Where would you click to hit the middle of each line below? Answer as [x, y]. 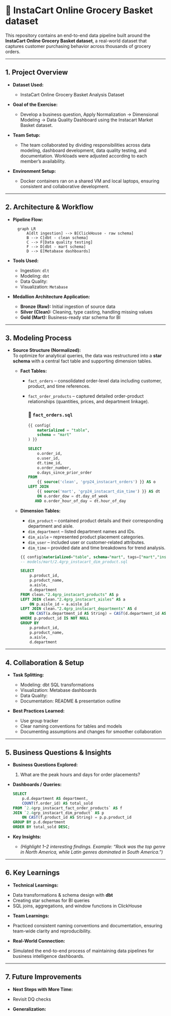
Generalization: [29, 1009]
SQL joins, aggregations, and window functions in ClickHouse [77, 906]
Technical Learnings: [35, 885]
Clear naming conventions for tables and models [71, 726]
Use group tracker [39, 721]
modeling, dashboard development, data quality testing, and [83, 150]
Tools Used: [26, 260]
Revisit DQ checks [32, 999]
